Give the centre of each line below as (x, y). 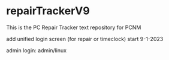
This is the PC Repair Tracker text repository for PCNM (74, 27)
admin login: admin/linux (37, 50)
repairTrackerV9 (48, 11)
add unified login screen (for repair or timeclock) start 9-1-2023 (85, 39)
